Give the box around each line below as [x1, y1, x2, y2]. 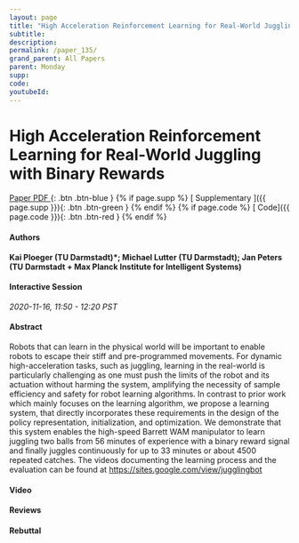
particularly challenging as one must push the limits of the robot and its [9, 370, 270, 380]
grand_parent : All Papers [9, 54, 105, 63]
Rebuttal [9, 525, 42, 536]
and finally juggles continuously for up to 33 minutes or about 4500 [9, 445, 256, 456]
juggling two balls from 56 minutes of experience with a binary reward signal [9, 436, 290, 447]
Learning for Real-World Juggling [9, 144, 262, 164]
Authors [9, 232, 41, 243]
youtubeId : [9, 87, 50, 96]
